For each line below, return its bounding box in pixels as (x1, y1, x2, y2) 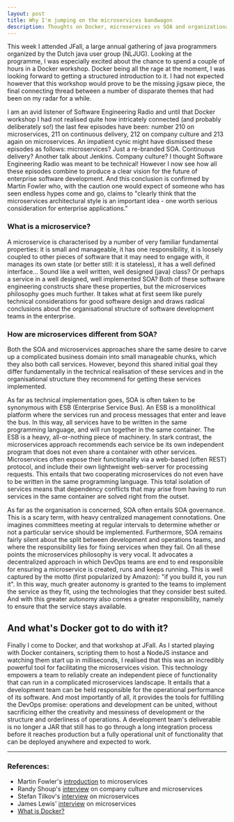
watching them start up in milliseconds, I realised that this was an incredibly (7, 656, 224, 664)
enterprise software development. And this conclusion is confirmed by (7, 175, 210, 183)
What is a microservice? (7, 221, 91, 231)
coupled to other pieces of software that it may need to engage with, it (7, 252, 210, 260)
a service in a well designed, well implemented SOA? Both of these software (7, 274, 225, 283)
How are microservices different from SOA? (7, 329, 158, 339)
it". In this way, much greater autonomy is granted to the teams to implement (7, 580, 226, 588)
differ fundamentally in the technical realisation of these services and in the (7, 367, 224, 376)
